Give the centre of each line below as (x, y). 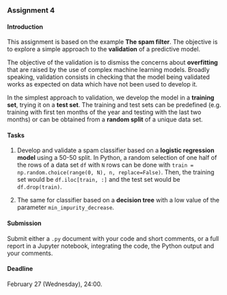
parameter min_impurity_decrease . (66, 207)
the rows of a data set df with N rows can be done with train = (105, 165)
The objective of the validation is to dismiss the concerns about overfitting (112, 62)
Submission (25, 223)
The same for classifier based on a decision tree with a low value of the (118, 200)
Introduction (25, 27)
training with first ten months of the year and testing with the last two (104, 113)
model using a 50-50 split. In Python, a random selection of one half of (117, 158)
